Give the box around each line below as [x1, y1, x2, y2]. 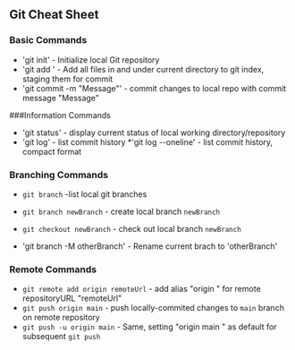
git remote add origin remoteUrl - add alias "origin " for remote [21, 284, 261, 295]
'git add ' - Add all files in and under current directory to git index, [21, 64, 265, 74]
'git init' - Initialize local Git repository [21, 54, 160, 65]
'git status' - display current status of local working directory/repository [21, 127, 286, 138]
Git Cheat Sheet [9, 7, 99, 22]
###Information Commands [9, 109, 112, 120]
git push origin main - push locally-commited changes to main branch [21, 303, 284, 313]
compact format [21, 146, 82, 157]
